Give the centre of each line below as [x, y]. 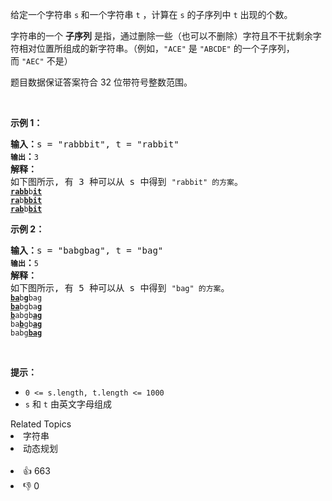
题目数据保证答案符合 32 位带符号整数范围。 [101, 82]
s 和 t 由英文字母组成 [68, 404]
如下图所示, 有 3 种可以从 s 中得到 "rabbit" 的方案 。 [126, 181]
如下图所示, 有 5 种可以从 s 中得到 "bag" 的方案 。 [120, 288]
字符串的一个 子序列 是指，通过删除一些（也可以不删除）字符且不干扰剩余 [161, 36]
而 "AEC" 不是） [41, 61]
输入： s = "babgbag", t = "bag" [87, 250]
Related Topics [41, 424]
